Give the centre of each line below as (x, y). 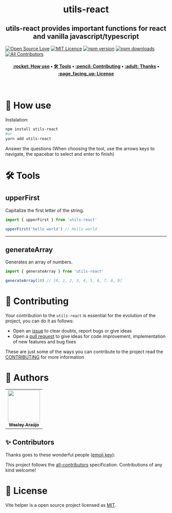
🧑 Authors (27, 378)
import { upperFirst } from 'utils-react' (51, 220)
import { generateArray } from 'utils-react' (55, 272)
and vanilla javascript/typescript (86, 36)
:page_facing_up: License (86, 73)
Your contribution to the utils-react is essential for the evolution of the (81, 316)
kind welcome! (21, 470)
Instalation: (17, 120)
